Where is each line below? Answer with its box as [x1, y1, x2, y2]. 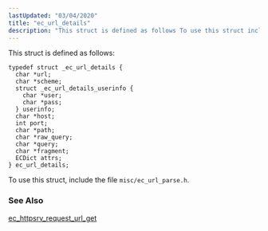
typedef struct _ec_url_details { [8, 64, 124, 72]
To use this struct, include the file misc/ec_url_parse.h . [8, 175, 190, 185]
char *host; [15, 112, 56, 120]
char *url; [15, 71, 52, 79]
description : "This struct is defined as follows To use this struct [8, 26, 245, 34]
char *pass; [22, 99, 62, 107]
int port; [15, 119, 48, 127]
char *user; [22, 92, 62, 100]
